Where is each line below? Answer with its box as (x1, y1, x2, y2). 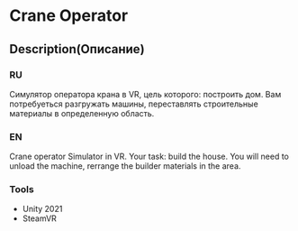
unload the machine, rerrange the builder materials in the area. (9, 161, 241, 171)
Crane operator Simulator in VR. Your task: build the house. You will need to (9, 151, 290, 162)
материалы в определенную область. (9, 107, 155, 118)
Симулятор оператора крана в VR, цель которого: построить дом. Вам (9, 88, 282, 99)
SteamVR (22, 213, 57, 224)
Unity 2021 (22, 204, 63, 215)
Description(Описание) (9, 42, 146, 57)
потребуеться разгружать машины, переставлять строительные (9, 98, 258, 109)
